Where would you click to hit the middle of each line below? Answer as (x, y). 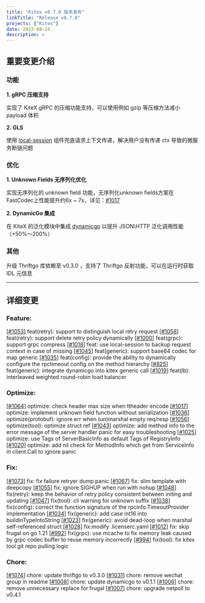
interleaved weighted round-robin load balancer (67, 377)
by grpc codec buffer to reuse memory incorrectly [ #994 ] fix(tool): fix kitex (101, 539)
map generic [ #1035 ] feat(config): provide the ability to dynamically (91, 358)
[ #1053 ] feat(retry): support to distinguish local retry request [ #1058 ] (92, 332)
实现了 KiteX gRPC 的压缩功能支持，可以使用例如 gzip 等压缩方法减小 (93, 107)
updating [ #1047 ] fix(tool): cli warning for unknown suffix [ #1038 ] (88, 500)
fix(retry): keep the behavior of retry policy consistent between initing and (99, 494)
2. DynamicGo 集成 (31, 213)
